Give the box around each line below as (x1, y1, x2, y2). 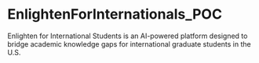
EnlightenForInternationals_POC (7, 5, 223, 23)
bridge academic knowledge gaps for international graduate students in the (7, 39, 252, 48)
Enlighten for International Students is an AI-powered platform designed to (7, 31, 248, 40)
